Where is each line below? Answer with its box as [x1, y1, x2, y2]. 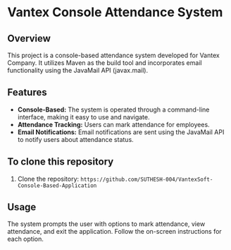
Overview [7, 32, 51, 44]
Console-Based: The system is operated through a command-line [17, 105, 210, 114]
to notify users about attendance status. [17, 135, 134, 143]
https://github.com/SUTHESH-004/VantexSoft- [80, 176, 213, 183]
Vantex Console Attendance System [7, 4, 223, 20]
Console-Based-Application [17, 181, 97, 189]
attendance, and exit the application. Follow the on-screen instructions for [7, 227, 222, 236]
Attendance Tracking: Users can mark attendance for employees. [17, 120, 210, 129]
